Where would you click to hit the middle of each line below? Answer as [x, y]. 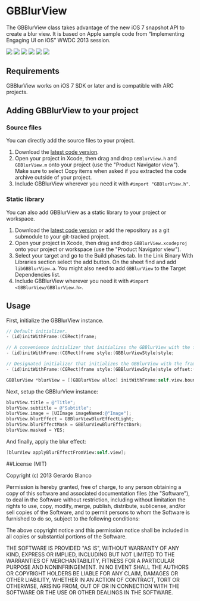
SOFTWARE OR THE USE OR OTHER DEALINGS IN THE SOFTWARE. [90, 592]
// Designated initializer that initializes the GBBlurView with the [94, 364]
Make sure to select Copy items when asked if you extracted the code [101, 171]
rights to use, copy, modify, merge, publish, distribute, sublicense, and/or [96, 506]
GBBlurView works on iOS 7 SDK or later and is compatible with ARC [90, 85]
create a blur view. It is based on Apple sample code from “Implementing [95, 33]
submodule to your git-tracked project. [62, 236]
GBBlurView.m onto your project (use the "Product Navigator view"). [97, 165]
